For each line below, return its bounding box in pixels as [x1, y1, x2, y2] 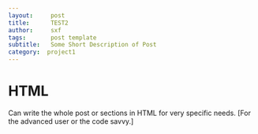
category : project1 [8, 48, 77, 56]
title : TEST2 [8, 19, 69, 27]
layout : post [8, 11, 65, 20]
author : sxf [8, 26, 62, 34]
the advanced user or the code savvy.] [8, 116, 134, 126]
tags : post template [8, 33, 97, 42]
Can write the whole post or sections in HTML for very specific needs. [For [8, 108, 251, 117]
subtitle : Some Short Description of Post [8, 41, 157, 49]
